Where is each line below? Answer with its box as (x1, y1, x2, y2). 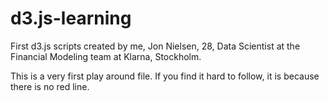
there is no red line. (10, 80, 90, 92)
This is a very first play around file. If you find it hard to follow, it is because (10, 70, 320, 82)
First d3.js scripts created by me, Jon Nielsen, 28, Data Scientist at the (10, 40, 301, 52)
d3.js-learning (10, 7, 132, 30)
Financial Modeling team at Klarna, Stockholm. (10, 50, 202, 62)
